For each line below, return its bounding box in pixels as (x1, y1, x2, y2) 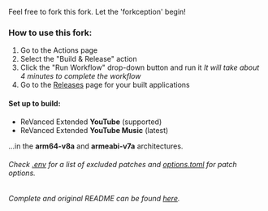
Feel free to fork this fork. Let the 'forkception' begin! (8, 7, 187, 16)
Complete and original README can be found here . (8, 193, 180, 203)
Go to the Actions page (19, 45, 98, 55)
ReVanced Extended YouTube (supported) (19, 117, 162, 127)
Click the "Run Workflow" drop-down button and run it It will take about (19, 62, 260, 72)
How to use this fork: (8, 27, 93, 38)
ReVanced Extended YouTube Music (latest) (19, 125, 169, 135)
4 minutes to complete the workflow (19, 71, 141, 81)
